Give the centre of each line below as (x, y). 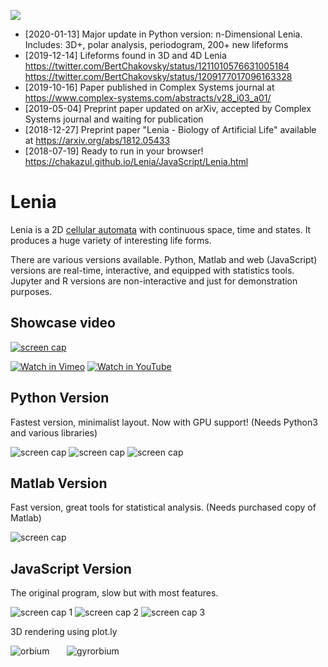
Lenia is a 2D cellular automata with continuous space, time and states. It (161, 229)
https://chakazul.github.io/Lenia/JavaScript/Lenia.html (136, 161)
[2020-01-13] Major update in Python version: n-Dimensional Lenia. (163, 34)
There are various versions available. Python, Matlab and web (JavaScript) (164, 259)
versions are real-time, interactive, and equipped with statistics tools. (152, 270)
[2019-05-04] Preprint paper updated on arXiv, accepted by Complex (168, 108)
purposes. (31, 291)
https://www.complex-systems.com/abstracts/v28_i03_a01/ (148, 98)
